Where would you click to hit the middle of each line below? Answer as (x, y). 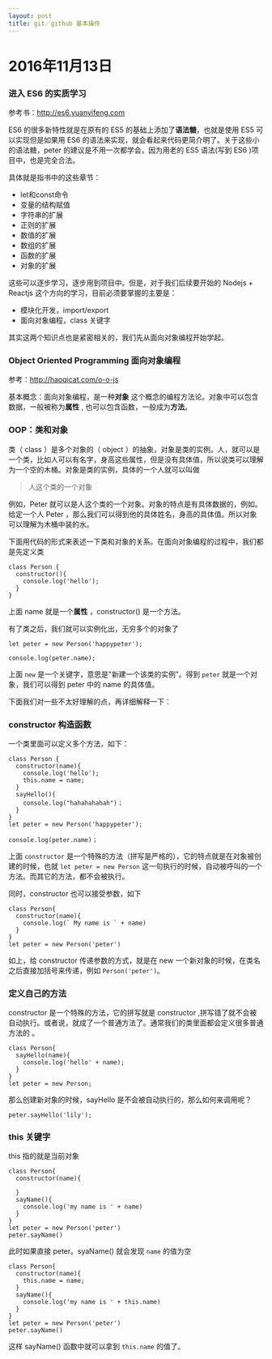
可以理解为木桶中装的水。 (51, 524)
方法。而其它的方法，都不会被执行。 (69, 876)
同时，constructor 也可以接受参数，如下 (75, 893)
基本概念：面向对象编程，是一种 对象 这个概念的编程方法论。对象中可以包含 (134, 397)
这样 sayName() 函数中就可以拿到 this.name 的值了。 (97, 1347)
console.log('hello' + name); (74, 1062)
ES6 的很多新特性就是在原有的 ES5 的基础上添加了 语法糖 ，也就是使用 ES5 (132, 130)
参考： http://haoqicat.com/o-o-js (64, 380)
